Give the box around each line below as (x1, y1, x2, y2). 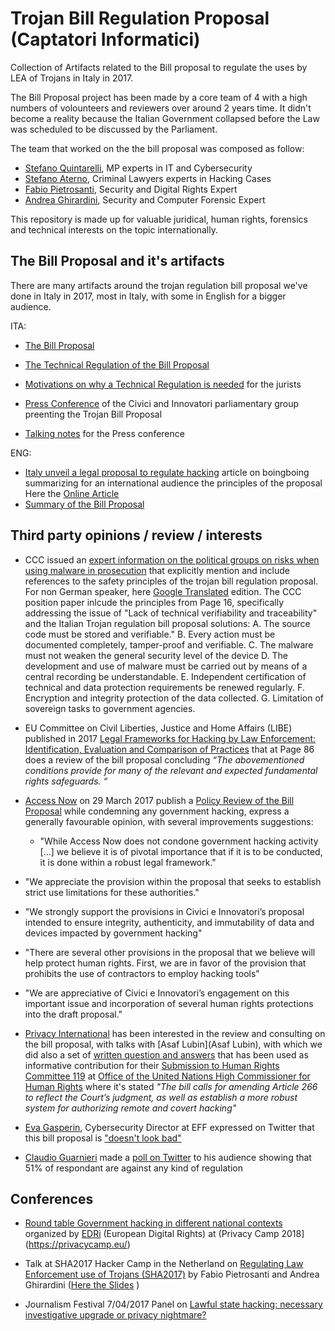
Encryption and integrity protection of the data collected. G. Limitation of (24, 692, 324, 704)
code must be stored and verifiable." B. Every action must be (24, 628, 276, 640)
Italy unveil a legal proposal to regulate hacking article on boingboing (24, 466, 310, 478)
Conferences (10, 1190, 94, 1207)
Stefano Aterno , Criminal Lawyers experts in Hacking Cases (24, 172, 272, 184)
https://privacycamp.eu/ (28, 1238, 128, 1251)
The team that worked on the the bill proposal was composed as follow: (10, 142, 305, 154)
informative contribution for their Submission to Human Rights (24, 1059, 280, 1071)
